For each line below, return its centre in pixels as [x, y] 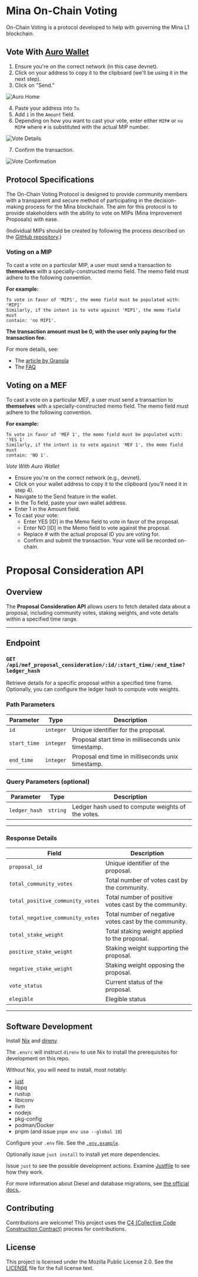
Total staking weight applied [144, 931]
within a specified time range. [42, 619]
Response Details [32, 838]
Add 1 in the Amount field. [44, 114]
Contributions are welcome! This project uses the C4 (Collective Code [91, 1222]
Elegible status [126, 999]
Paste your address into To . [47, 108]
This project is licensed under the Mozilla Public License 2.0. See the [90, 1262]
